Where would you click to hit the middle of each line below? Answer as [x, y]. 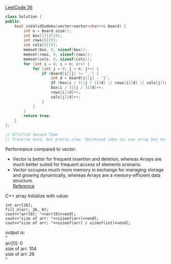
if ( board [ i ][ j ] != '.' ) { [70, 73]
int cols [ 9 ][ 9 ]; [41, 45]
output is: [15, 232]
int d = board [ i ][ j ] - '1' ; [80, 78]
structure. [23, 181]
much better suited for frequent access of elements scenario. [77, 164]
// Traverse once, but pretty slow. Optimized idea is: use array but [82, 139]
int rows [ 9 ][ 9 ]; [41, 40]
